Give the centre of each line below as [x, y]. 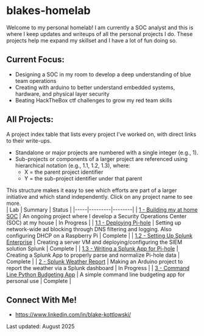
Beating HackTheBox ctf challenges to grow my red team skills [93, 100]
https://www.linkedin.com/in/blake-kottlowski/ [73, 315]
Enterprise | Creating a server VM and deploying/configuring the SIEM [94, 242]
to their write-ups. [29, 140]
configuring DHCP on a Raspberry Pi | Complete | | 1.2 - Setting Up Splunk [100, 235]
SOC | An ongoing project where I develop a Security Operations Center [97, 216]
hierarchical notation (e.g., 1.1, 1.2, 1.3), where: [72, 165]
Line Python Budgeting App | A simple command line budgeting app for [96, 274]
